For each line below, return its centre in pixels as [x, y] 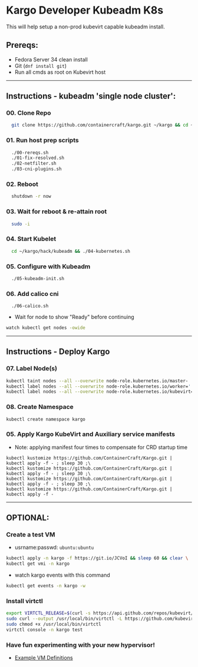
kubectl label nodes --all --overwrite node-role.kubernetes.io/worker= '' [100, 386]
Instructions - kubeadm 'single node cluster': [91, 96]
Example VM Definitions [44, 658]
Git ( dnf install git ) [40, 66]
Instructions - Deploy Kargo [58, 352]
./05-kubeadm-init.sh [38, 278]
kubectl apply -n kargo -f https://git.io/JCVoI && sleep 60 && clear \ [97, 558]
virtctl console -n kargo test [44, 630]
